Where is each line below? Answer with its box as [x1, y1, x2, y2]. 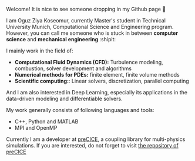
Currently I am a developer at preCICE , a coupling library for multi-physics [6, 136, 186, 143]
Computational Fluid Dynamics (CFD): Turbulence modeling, [14, 59, 163, 65]
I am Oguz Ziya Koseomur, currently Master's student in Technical [6, 17, 166, 24]
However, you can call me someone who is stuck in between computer [6, 29, 178, 37]
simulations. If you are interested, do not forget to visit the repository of [6, 142, 179, 149]
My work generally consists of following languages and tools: [6, 107, 154, 113]
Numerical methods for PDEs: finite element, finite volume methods [14, 71, 180, 78]
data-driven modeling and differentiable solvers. [6, 95, 123, 102]
